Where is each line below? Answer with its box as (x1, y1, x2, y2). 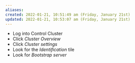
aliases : (5, 7, 24, 13)
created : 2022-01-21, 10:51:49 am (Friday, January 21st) (5, 12, 130, 17)
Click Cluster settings (12, 41, 57, 47)
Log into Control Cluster (12, 31, 63, 37)
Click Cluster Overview (12, 36, 61, 42)
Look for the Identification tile (12, 46, 75, 53)
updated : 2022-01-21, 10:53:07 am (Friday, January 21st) (5, 17, 130, 22)
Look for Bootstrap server (12, 52, 67, 58)
